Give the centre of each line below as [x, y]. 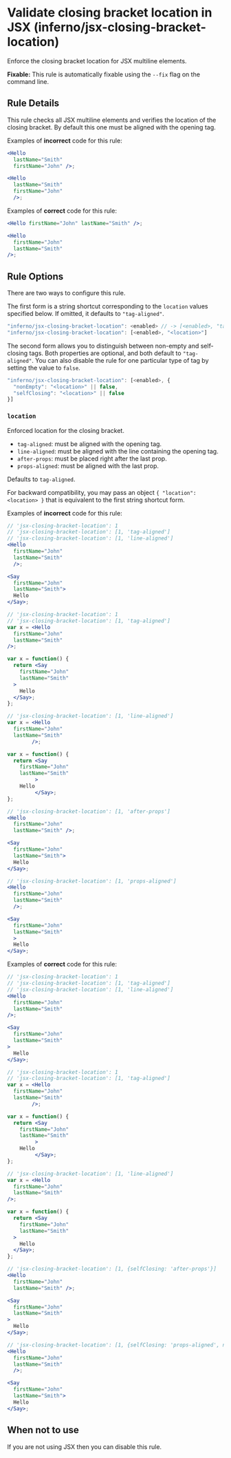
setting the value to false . [44, 368]
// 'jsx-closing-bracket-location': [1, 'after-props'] [89, 811]
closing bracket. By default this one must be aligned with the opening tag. [112, 127]
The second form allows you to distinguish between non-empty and [103, 346]
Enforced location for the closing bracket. [66, 430]
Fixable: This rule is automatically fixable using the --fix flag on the [104, 74]
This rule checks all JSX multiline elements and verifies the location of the [112, 120]
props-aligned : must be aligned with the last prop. [88, 465]
